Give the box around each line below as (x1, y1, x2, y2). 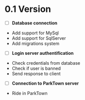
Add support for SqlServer (11, 35, 66, 41)
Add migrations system (11, 41, 60, 46)
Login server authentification (11, 50, 74, 56)
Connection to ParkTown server (11, 81, 79, 87)
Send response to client (11, 71, 61, 77)
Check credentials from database (11, 60, 81, 66)
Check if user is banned (11, 66, 61, 72)
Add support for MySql (11, 30, 59, 36)
